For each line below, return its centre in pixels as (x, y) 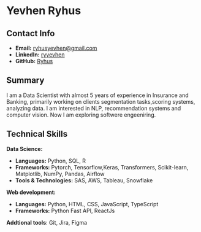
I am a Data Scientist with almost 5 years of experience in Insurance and (97, 95)
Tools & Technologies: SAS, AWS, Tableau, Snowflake (84, 180)
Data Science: (25, 149)
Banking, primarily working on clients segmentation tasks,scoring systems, (101, 101)
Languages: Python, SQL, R (50, 161)
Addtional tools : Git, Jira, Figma (47, 222)
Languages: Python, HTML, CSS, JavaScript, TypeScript (87, 204)
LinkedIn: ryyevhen (40, 55)
